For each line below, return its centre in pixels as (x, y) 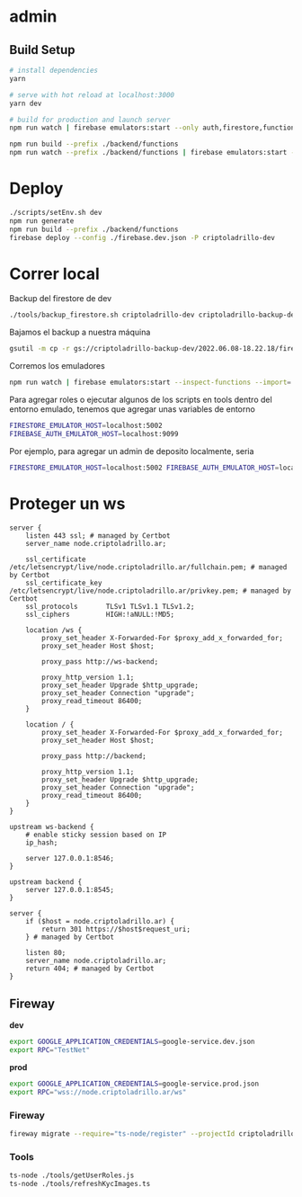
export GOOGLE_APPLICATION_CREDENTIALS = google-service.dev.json (132, 1042)
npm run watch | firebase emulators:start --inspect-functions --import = (151, 383)
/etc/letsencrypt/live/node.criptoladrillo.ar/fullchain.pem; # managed (148, 567)
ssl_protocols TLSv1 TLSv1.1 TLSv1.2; (110, 606)
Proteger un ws (67, 503)
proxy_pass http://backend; (94, 756)
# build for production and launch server (90, 120)
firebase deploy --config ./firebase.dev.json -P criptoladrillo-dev (142, 237)
